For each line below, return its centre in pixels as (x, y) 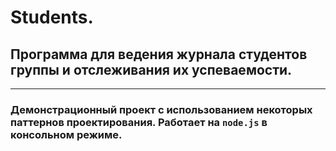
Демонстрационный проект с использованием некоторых (161, 109)
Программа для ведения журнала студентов (159, 54)
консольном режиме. (66, 134)
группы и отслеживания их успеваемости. (151, 69)
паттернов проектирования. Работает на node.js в (139, 122)
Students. (52, 17)
